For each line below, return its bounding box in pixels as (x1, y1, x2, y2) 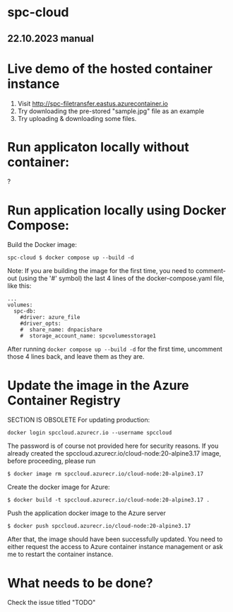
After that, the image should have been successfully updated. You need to (7, 535, 223, 543)
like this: (7, 282, 32, 290)
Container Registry (7, 392, 121, 408)
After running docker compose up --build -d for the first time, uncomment (7, 345, 222, 354)
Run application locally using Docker (7, 202, 227, 218)
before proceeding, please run (7, 457, 96, 466)
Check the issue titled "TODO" (7, 599, 96, 607)
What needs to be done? (7, 575, 153, 591)
